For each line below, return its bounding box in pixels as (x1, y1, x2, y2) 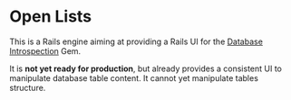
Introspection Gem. (9, 45, 82, 56)
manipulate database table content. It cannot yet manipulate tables (9, 72, 258, 83)
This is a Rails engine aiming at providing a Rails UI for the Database (9, 36, 263, 47)
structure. (9, 82, 46, 93)
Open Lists (9, 6, 92, 27)
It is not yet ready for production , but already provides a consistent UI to (9, 63, 283, 74)
